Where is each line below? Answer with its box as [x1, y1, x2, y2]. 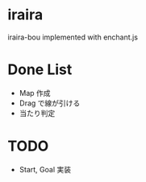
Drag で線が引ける [19, 98, 81, 108]
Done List [7, 60, 73, 79]
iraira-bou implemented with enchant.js [7, 32, 139, 42]
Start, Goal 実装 [19, 164, 72, 174]
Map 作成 [19, 88, 51, 97]
